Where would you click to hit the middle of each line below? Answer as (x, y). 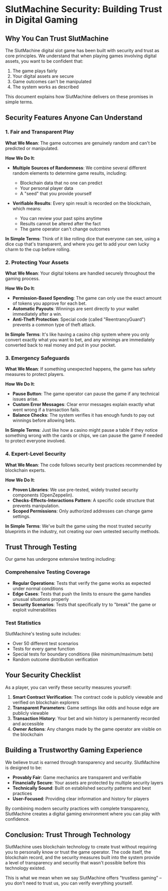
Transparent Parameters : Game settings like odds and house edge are (86, 708)
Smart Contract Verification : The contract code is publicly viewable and (88, 697)
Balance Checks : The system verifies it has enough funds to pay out (83, 415)
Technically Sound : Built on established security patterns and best (82, 788)
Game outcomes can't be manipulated (52, 82)
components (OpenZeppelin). (43, 495)
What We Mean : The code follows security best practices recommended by (84, 465)
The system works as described (46, 87)
